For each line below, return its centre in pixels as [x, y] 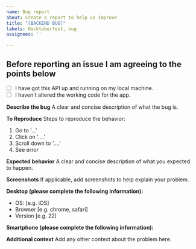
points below [31, 73]
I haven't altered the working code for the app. [73, 95]
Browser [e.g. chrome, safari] [52, 210]
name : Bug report [28, 12]
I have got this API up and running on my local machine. [84, 88]
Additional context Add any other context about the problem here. [89, 239]
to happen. [20, 168]
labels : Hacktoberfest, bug [42, 29]
